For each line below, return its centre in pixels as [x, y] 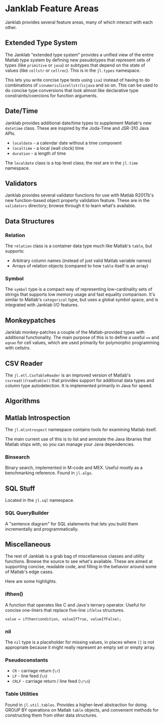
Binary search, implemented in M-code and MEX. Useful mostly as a [74, 468]
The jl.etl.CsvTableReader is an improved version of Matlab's [68, 375]
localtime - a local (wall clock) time [48, 148]
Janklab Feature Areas [52, 9]
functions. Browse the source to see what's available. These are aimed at [79, 561]
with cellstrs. [18, 348]
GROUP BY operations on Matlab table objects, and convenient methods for [82, 710]
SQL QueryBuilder [27, 513]
